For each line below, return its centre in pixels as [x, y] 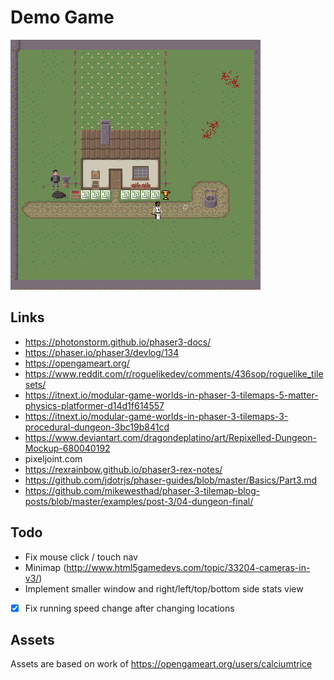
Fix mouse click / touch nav [81, 557]
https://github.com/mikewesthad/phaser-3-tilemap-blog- [142, 490]
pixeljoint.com [53, 458]
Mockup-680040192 [67, 448]
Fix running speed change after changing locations [129, 608]
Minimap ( [45, 567]
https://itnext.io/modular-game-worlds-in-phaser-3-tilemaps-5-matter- [171, 395]
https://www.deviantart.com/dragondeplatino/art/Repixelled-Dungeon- [170, 437]
